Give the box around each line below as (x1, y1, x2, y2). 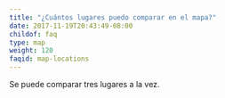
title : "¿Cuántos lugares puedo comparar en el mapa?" (9, 12, 217, 22)
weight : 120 (9, 46, 53, 55)
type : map (9, 37, 46, 47)
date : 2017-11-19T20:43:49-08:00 (9, 21, 133, 30)
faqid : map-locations (9, 54, 90, 63)
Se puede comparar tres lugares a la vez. (9, 79, 160, 89)
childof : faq (9, 29, 58, 38)
